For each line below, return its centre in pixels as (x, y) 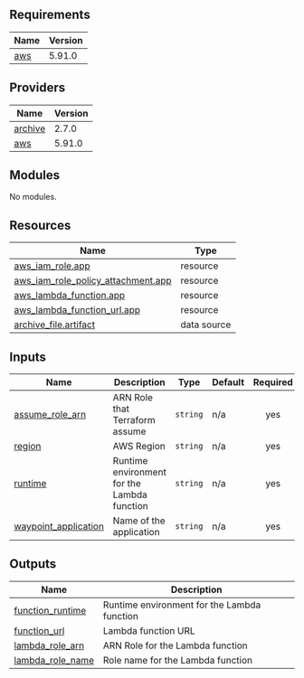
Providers (38, 88)
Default (228, 382)
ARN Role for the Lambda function (176, 645)
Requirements (50, 15)
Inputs (28, 357)
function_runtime (50, 610)
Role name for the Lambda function (178, 660)
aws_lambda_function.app (70, 296)
